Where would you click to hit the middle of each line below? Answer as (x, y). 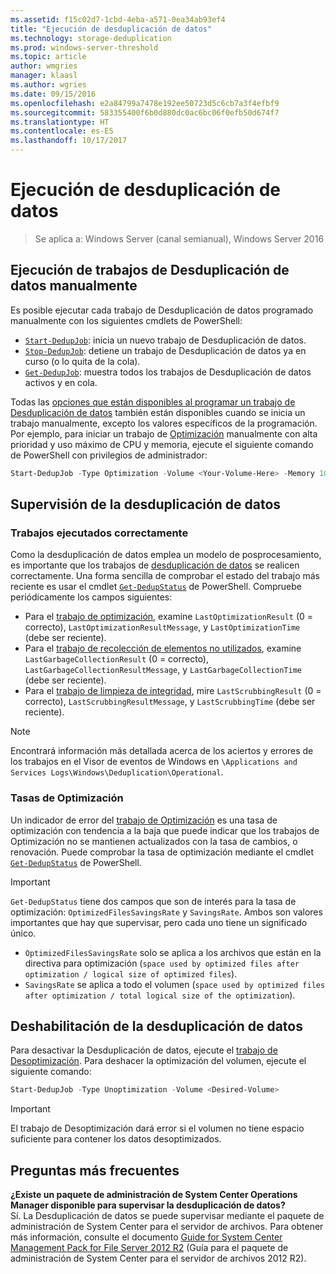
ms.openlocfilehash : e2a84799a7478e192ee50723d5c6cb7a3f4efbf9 (145, 103)
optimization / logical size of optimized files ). (131, 973)
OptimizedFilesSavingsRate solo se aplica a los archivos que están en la (173, 952)
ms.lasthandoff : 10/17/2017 (69, 141)
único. (23, 933)
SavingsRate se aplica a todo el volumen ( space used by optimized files (175, 984)
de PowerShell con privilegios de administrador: (109, 455)
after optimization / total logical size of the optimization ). (160, 995)
